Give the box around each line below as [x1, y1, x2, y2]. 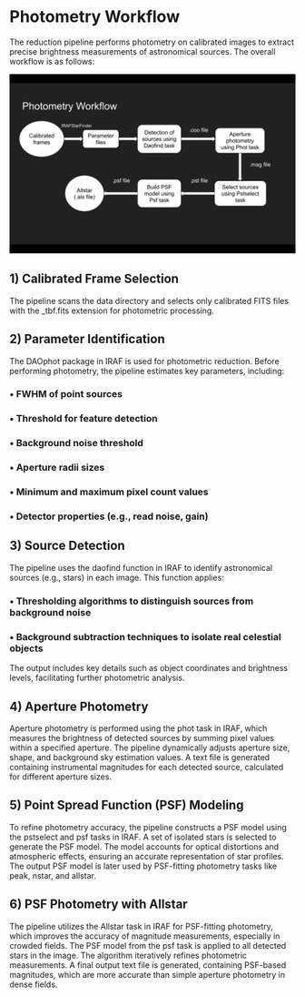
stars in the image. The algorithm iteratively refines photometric [9, 950, 248, 961]
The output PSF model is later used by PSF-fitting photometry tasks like [9, 860, 278, 871]
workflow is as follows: [9, 56, 95, 66]
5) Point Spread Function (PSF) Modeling [9, 798, 244, 813]
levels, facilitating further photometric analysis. [9, 672, 185, 684]
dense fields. [9, 979, 58, 990]
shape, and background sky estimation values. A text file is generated [9, 751, 271, 762]
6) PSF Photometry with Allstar [9, 897, 188, 912]
